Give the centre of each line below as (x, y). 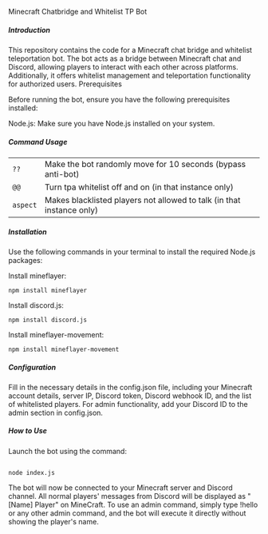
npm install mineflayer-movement (64, 349)
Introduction (29, 30)
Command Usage (38, 141)
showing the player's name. (54, 521)
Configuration (32, 367)
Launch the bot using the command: (68, 451)
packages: (26, 260)
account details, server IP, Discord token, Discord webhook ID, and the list (130, 396)
